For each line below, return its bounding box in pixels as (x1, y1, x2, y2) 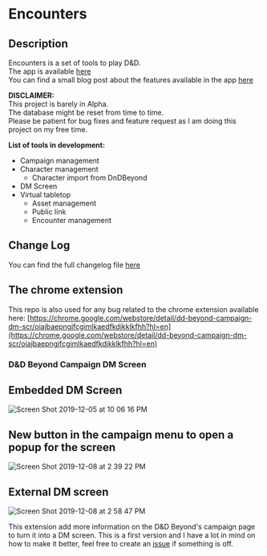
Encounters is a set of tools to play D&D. (8, 58, 141, 67)
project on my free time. (8, 125, 88, 134)
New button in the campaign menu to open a (8, 428, 234, 441)
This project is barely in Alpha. (8, 99, 109, 108)
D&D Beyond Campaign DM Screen (8, 359, 147, 370)
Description (8, 37, 68, 51)
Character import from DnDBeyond (31, 173, 148, 182)
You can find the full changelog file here (8, 260, 140, 270)
